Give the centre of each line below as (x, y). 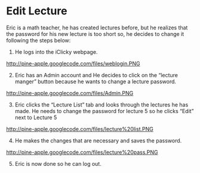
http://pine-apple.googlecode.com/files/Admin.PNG (70, 93)
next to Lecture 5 (36, 117)
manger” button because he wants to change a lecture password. (96, 81)
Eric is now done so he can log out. (58, 163)
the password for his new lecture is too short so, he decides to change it (95, 34)
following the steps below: (39, 40)
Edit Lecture (37, 11)
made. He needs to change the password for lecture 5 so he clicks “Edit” (104, 111)
